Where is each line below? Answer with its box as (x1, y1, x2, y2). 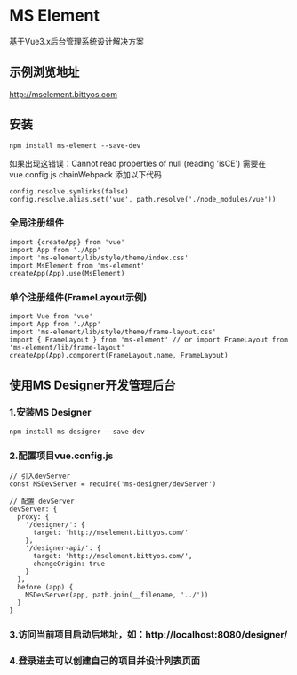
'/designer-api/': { (25, 544, 101, 553)
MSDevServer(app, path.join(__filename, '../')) (25, 590, 209, 600)
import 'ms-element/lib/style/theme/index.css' (9, 253, 189, 262)
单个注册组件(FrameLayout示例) (9, 291, 148, 303)
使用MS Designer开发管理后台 (9, 377, 176, 392)
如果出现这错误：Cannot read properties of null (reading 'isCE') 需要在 (9, 158, 267, 169)
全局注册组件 (9, 217, 65, 229)
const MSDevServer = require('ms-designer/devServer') (9, 480, 217, 489)
